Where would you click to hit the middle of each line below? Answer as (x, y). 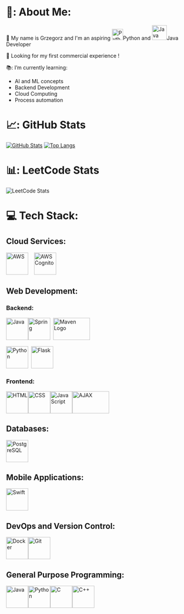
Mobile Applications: (45, 477)
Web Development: (42, 291)
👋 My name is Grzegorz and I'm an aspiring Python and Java (92, 38)
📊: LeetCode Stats (53, 170)
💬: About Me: (39, 12)
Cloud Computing (36, 93)
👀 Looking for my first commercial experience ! (63, 55)
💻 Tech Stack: (42, 215)
